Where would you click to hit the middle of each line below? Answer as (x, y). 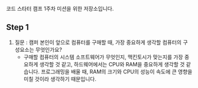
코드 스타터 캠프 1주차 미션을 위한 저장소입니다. (60, 9)
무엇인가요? (48, 49)
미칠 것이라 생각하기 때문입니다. (60, 79)
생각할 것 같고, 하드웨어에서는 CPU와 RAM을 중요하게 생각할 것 (112, 64)
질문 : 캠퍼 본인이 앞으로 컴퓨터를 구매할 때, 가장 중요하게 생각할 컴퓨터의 (98, 42)
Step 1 (18, 27)
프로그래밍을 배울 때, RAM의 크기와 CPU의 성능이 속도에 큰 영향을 (117, 72)
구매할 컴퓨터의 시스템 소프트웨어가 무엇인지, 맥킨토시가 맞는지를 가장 (103, 57)
